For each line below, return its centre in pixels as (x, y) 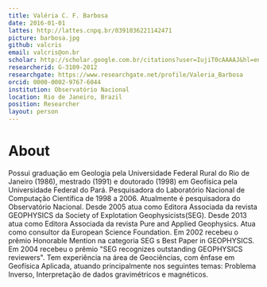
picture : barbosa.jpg (44, 38)
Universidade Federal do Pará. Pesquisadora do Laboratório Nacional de (126, 190)
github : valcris (35, 45)
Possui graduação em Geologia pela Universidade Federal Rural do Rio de (129, 173)
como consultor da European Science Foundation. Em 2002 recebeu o (123, 232)
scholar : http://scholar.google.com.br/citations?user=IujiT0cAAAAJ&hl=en (135, 60)
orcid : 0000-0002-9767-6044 (55, 82)
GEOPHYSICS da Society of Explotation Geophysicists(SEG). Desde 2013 (128, 215)
